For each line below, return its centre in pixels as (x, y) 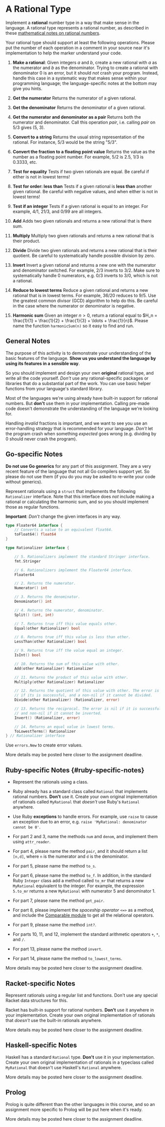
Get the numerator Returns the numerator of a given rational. (74, 98)
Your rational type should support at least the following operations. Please (80, 42)
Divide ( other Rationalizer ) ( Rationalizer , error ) (67, 700)
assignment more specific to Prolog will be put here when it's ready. (74, 1109)
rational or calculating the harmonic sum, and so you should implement (77, 502)
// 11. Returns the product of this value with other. (71, 677)
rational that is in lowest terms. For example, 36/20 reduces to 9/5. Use (84, 295)
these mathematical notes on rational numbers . (53, 33)
